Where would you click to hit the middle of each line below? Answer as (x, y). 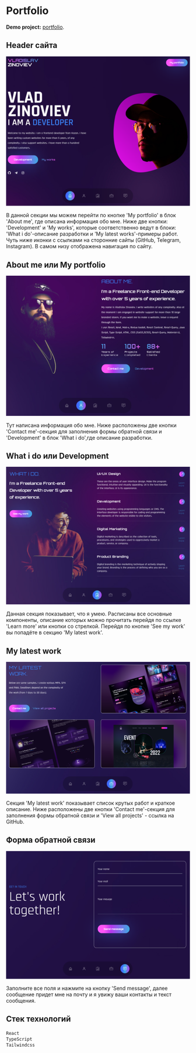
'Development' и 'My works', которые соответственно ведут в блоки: (91, 228)
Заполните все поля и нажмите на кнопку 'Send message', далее (87, 988)
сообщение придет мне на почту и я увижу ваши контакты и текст (89, 994)
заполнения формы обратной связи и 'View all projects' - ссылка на (90, 815)
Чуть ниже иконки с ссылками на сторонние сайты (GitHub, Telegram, (93, 240)
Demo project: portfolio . (35, 27)
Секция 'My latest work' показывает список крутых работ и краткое (91, 803)
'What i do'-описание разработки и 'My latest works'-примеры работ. (92, 234)
